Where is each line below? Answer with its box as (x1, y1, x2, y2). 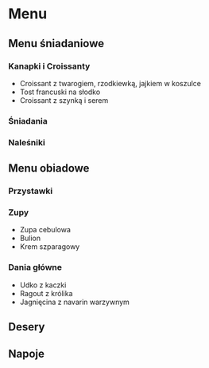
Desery (8, 320, 45, 334)
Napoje (8, 347, 45, 361)
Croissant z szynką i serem (19, 95, 109, 105)
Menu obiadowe (8, 161, 90, 176)
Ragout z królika (19, 288, 73, 298)
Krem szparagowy (19, 242, 80, 251)
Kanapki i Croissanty (8, 61, 91, 72)
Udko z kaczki (19, 280, 67, 290)
